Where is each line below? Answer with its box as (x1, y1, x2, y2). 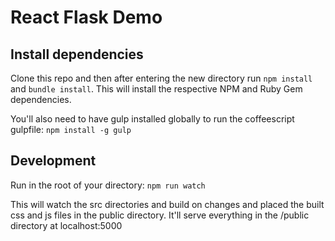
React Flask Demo (10, 6, 163, 29)
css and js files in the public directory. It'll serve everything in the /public (10, 209, 310, 221)
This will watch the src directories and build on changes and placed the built (10, 198, 325, 210)
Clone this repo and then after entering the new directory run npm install (10, 72, 313, 84)
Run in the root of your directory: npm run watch (10, 179, 206, 191)
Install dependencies (10, 46, 144, 63)
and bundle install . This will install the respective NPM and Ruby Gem (10, 83, 303, 95)
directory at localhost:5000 (10, 219, 123, 231)
